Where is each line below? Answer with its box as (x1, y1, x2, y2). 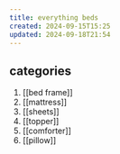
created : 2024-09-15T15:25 (9, 22, 111, 31)
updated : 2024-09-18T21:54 (9, 30, 111, 39)
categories (9, 63, 72, 78)
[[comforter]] (22, 125, 72, 136)
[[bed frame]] (22, 87, 74, 98)
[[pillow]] (22, 135, 57, 146)
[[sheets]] (22, 106, 60, 117)
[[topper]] (22, 116, 60, 127)
